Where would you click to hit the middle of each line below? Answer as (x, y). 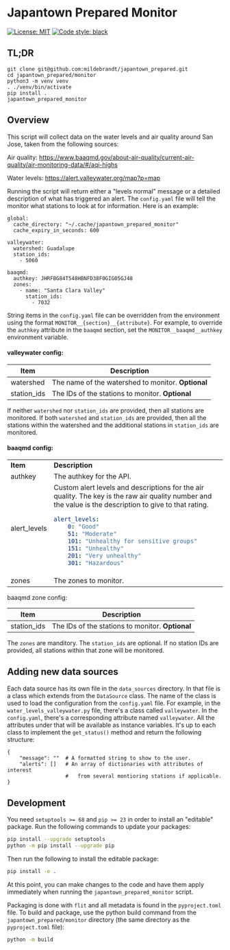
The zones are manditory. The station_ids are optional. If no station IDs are (113, 642)
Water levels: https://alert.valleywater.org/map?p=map (84, 178)
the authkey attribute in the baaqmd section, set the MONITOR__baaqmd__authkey (115, 329)
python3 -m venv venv (38, 81)
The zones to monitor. (89, 580)
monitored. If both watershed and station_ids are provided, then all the (107, 417)
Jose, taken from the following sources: (63, 144)
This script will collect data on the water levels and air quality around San (110, 137)
